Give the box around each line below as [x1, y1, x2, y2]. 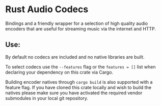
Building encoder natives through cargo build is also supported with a [5, 79, 153, 85]
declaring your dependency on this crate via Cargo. [5, 69, 114, 75]
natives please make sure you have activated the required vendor [5, 90, 143, 96]
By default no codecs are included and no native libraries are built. [5, 54, 145, 60]
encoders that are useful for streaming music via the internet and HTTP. [5, 25, 156, 31]
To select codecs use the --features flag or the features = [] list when [5, 63, 156, 69]
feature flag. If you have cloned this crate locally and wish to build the [5, 84, 152, 90]
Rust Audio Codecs [5, 4, 89, 15]
